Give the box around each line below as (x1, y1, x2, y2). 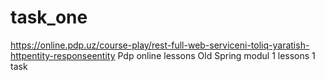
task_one (10, 6, 88, 29)
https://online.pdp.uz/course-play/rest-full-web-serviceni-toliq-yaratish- (10, 39, 310, 51)
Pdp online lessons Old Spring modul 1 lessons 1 (117, 49, 316, 61)
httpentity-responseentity (10, 49, 116, 61)
